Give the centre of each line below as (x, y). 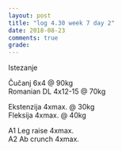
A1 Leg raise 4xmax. (41, 131)
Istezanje (23, 67)
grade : (19, 45)
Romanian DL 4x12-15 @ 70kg (57, 91)
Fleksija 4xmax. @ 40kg (48, 115)
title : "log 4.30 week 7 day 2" (61, 23)
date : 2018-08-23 (37, 30)
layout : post (30, 15)
